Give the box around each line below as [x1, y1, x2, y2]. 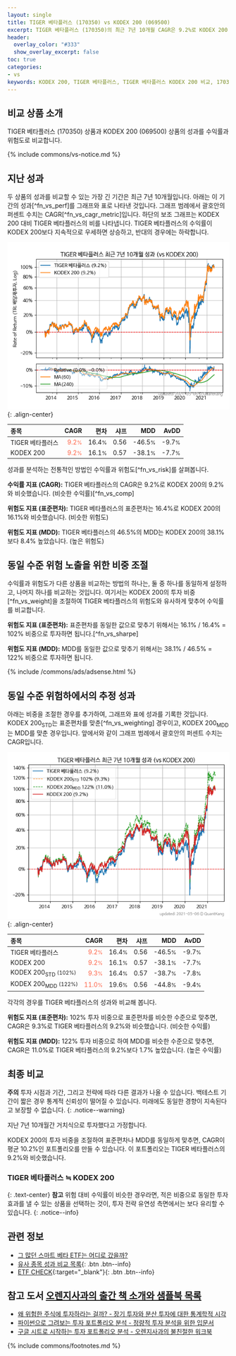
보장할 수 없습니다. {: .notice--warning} [14, 1106, 125, 1114]
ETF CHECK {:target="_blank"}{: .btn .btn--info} [17, 1268, 155, 1276]
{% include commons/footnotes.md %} [7, 1342, 121, 1350]
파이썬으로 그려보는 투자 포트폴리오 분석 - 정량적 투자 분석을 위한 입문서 [17, 1319, 214, 1327]
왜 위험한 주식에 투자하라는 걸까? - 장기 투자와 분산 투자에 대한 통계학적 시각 [17, 1310, 227, 1319]
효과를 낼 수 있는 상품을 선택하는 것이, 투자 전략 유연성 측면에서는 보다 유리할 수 [7, 1199, 225, 1208]
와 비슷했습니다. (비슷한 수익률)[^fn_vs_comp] [7, 489, 135, 497]
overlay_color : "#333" [13, 41, 80, 49]
